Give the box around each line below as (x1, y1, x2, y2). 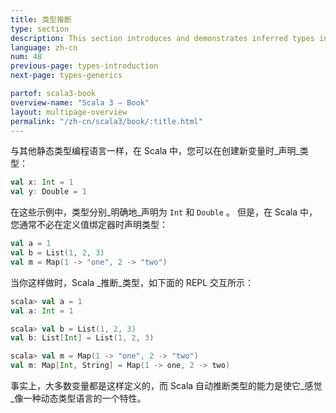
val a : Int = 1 (10, 306, 74, 316)
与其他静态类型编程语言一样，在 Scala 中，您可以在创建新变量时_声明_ (10, 145, 300, 157)
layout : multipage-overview (10, 107, 128, 117)
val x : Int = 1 (10, 177, 74, 188)
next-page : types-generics (10, 71, 123, 81)
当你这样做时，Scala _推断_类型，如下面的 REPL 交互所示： (10, 276, 255, 288)
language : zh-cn (10, 42, 78, 53)
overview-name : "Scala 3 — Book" (10, 97, 150, 108)
